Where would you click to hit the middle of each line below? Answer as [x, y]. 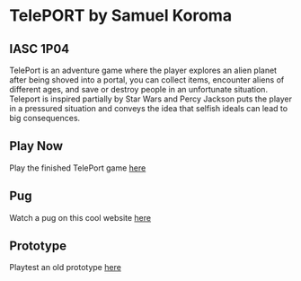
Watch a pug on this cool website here [80, 217]
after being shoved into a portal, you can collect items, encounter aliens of [147, 80]
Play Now [36, 146]
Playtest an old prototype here [65, 268]
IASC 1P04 [40, 49]
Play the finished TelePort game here [78, 168]
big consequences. [45, 118]
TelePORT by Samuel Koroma [120, 16]
